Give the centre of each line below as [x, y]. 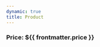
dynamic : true [24, 11]
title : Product [25, 17]
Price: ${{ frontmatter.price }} [50, 38]
